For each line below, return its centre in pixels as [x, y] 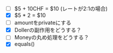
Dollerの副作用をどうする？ [48, 30]
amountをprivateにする [43, 23]
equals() [25, 44]
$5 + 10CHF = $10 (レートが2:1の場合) [61, 9]
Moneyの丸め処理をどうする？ [51, 38]
